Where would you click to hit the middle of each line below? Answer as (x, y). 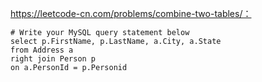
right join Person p (53, 59)
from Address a (42, 50)
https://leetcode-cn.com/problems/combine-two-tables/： (131, 13)
